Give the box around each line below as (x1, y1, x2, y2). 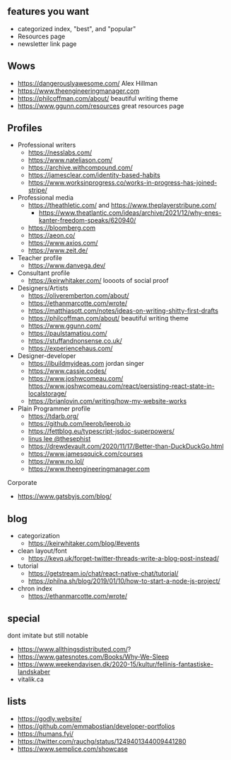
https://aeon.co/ (28, 231, 76, 240)
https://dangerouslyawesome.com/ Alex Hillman (17, 79, 158, 87)
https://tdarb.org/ (28, 412, 79, 420)
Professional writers (17, 141, 76, 150)
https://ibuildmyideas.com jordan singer (28, 359, 145, 368)
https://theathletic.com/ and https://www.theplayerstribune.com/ (28, 201, 217, 210)
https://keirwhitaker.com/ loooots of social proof (28, 276, 169, 285)
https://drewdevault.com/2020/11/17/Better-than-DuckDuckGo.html (28, 442, 224, 451)
